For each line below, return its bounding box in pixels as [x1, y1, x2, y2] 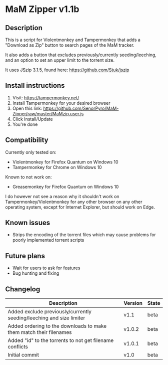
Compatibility [5, 136, 48, 144]
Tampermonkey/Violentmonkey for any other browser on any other [5, 199, 142, 205]
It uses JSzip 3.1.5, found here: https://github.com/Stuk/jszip [5, 67, 129, 73]
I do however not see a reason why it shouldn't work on [5, 193, 119, 199]
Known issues [5, 219, 50, 227]
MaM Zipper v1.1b [5, 4, 79, 15]
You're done [12, 121, 38, 127]
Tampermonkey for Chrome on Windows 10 [12, 164, 102, 170]
